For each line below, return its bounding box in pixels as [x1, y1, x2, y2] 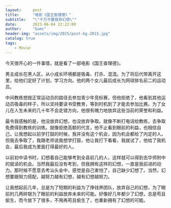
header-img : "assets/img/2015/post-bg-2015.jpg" [5, 31, 110, 36]
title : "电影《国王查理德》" [5, 12, 72, 17]
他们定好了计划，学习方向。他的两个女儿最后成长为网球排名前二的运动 [18, 77, 166, 83]
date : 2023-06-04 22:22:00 [5, 21, 76, 27]
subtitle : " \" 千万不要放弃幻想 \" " [5, 17, 77, 22]
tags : [5, 41, 17, 46]
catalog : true [5, 36, 36, 41]
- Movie [14, 45, 31, 50]
